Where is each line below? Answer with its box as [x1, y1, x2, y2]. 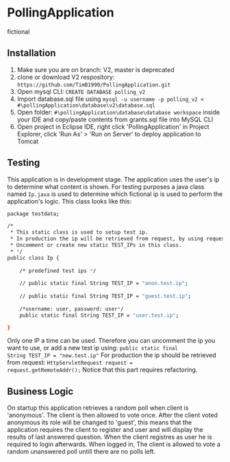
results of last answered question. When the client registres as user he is [7, 433, 212, 441]
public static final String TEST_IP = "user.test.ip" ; [19, 312, 179, 319]
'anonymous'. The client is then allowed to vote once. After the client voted [7, 411, 218, 420]
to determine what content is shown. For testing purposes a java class [7, 182, 205, 191]
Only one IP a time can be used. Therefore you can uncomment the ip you [7, 337, 216, 345]
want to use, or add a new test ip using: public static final [7, 344, 178, 352]
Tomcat [16, 137, 39, 145]
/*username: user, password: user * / [19, 305, 125, 313]
